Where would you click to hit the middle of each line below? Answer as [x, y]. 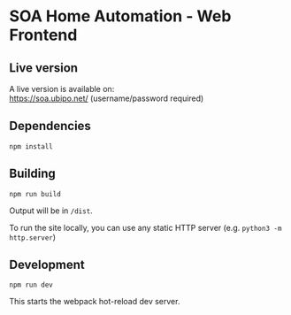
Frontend [43, 35]
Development [47, 265]
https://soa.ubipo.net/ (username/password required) [107, 98]
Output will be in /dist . [51, 211]
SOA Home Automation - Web [120, 16]
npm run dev [31, 285]
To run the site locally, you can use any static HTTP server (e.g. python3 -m [145, 227]
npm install [31, 146]
